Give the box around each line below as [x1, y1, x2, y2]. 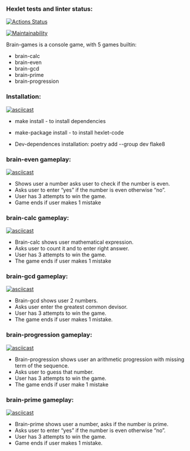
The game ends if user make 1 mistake [14, 381, 109, 388]
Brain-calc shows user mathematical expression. [14, 239, 134, 246]
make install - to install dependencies [14, 117, 106, 124]
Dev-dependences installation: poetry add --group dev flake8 [14, 140, 166, 147]
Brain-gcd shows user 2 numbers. [14, 297, 98, 304]
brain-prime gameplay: [6, 395, 74, 404]
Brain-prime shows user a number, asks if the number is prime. [14, 421, 169, 428]
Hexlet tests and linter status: [6, 5, 93, 13]
